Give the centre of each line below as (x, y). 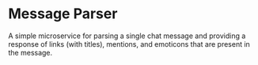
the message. (30, 52)
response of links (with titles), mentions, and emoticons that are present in (129, 44)
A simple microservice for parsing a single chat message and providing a (127, 36)
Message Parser (63, 14)
